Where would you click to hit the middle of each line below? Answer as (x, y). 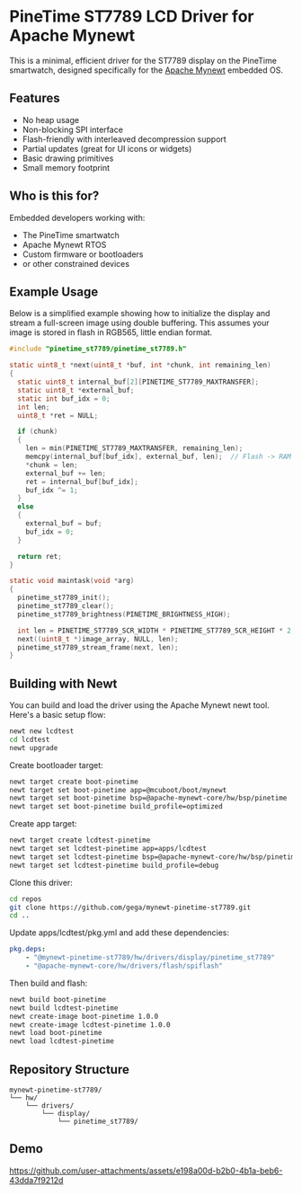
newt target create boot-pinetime (74, 782)
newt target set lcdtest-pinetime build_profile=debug (114, 865)
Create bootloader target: (56, 765)
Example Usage (54, 292)
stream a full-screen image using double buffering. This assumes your (139, 323)
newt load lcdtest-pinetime (62, 1041)
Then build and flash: (49, 983)
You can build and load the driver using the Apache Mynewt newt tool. (139, 705)
